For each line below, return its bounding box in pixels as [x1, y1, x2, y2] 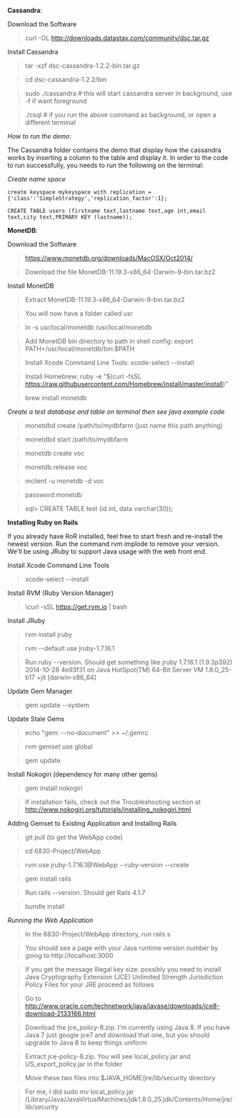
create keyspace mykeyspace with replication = [7, 189, 152, 196]
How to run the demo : [7, 132, 71, 140]
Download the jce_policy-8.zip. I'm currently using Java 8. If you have [24, 1023, 231, 1032]
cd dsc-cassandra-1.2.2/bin [24, 75, 107, 84]
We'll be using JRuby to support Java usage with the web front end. [7, 547, 207, 556]
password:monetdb [24, 491, 83, 499]
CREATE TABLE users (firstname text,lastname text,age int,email [7, 207, 206, 214]
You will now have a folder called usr [24, 309, 134, 317]
